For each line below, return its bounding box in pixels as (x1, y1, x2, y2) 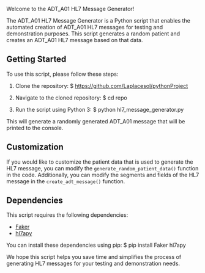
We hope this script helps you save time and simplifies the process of (6, 253, 182, 261)
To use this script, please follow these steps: (6, 70, 119, 78)
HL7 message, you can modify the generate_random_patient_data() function (6, 164, 199, 172)
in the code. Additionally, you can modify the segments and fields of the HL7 (6, 171, 199, 178)
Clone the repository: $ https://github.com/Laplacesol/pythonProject (15, 82, 188, 89)
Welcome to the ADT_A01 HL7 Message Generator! (6, 5, 135, 12)
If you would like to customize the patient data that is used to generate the (6, 158, 193, 166)
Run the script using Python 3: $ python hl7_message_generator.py (15, 106, 184, 113)
